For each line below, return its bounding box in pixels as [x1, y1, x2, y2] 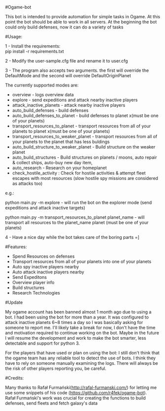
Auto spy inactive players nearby [12, 264, 79, 269]
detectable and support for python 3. [5, 340, 80, 346]
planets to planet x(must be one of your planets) [12, 128, 110, 134]
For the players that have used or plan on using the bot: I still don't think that [5, 350, 160, 355]
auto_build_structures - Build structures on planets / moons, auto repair [12, 154, 157, 160]
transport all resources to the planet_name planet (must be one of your [5, 220, 149, 225]
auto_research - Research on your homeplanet [12, 165, 107, 171]
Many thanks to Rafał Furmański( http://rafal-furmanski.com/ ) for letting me [5, 384, 157, 390]
